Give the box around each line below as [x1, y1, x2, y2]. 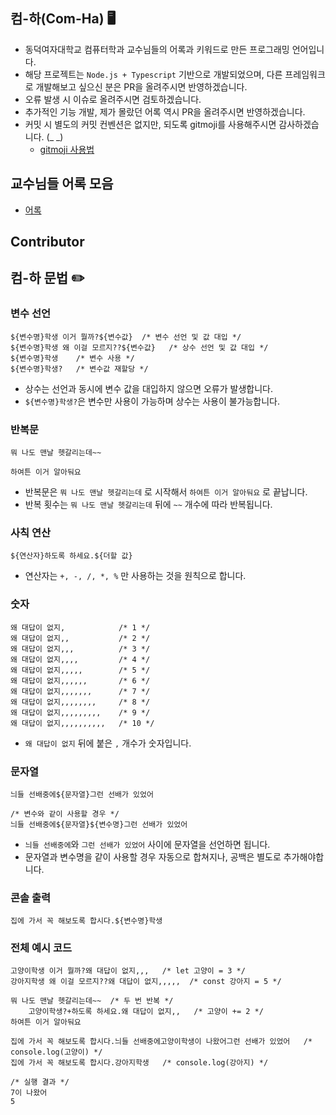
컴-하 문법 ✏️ [10, 270, 85, 287]
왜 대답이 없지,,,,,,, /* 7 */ [10, 686, 151, 696]
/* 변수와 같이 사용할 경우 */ [10, 809, 120, 819]
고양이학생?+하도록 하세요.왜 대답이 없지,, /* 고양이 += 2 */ [28, 1007, 264, 1017]
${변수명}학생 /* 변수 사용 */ [10, 353, 135, 363]
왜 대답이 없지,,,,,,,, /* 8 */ [10, 697, 151, 707]
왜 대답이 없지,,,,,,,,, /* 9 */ [10, 707, 151, 718]
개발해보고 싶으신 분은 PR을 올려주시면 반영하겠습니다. [35, 80, 248, 93]
